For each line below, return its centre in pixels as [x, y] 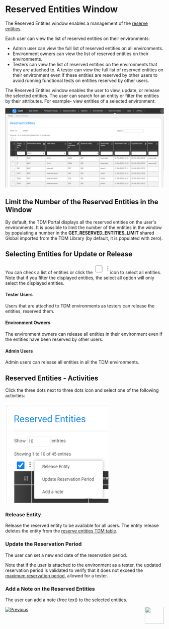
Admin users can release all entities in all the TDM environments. [72, 362]
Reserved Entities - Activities [52, 378]
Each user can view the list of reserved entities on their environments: [77, 38]
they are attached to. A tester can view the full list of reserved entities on [88, 70]
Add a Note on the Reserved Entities [50, 589]
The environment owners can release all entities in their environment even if [84, 334]
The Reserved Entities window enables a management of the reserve [77, 23]
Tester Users [19, 295]
